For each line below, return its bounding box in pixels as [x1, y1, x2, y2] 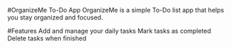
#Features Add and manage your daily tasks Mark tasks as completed [7, 27, 211, 35]
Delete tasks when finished [7, 34, 87, 42]
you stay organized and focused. [7, 13, 103, 22]
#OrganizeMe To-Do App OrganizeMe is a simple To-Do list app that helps [7, 6, 225, 14]
